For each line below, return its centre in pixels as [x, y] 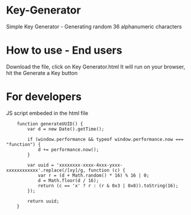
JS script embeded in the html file [47, 113]
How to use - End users [64, 50]
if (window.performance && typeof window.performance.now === [106, 139]
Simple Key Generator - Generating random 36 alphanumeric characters [94, 27]
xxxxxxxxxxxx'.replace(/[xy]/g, [46, 170]
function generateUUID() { [50, 124]
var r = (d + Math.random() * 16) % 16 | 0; [93, 175]
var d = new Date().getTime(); [66, 129]
